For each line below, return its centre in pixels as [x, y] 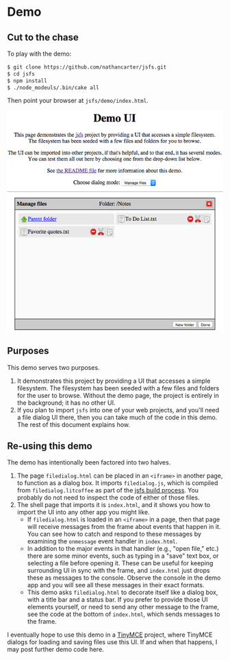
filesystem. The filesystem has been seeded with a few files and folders [118, 388]
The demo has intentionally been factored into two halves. [89, 462]
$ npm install [27, 81]
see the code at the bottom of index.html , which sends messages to [124, 614]
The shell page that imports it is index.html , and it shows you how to [114, 505]
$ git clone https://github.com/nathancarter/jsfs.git [87, 67]
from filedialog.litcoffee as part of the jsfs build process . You [108, 491]
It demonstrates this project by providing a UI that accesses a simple [114, 381]
